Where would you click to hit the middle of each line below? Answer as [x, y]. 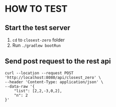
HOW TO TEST [36, 9]
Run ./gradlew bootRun [36, 45]
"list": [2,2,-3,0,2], [38, 91]
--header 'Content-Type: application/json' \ [54, 82]
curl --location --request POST [39, 73]
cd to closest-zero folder [38, 40]
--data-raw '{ [20, 86]
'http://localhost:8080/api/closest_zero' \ [53, 77]
